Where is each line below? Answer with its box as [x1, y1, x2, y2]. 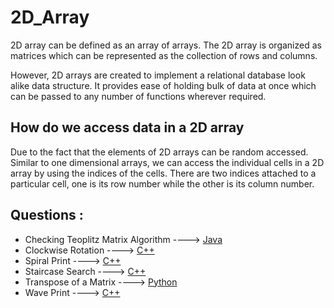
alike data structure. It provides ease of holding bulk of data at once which [10, 79, 317, 91]
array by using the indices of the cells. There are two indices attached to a [10, 167, 317, 179]
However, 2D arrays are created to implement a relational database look [10, 69, 306, 81]
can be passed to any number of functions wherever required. [10, 90, 267, 102]
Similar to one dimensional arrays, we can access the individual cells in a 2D [10, 156, 325, 168]
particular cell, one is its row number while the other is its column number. [10, 177, 315, 190]
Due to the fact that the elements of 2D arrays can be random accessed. [10, 146, 309, 158]
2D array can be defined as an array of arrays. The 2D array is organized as [10, 39, 322, 51]
